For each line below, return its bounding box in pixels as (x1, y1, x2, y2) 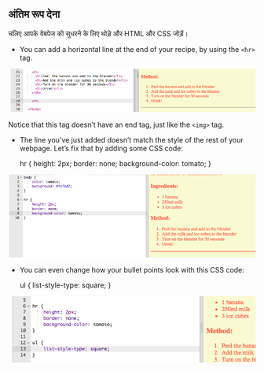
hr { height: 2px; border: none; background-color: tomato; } (19, 158, 212, 168)
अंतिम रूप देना (8, 8, 60, 21)
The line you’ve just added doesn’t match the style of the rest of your (19, 135, 244, 144)
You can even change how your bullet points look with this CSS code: (19, 265, 245, 274)
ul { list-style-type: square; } (19, 280, 112, 290)
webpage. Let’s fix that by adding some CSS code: (19, 143, 183, 153)
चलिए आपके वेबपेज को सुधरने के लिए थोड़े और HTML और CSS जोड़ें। (8, 28, 189, 38)
